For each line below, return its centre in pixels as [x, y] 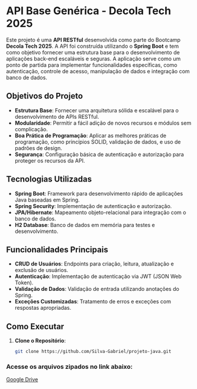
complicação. [31, 129]
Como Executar [35, 326]
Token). [24, 283]
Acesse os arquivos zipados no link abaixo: [70, 367]
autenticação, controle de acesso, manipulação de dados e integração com [98, 71]
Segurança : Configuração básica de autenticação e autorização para [99, 154]
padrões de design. [38, 148]
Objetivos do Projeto [45, 96]
